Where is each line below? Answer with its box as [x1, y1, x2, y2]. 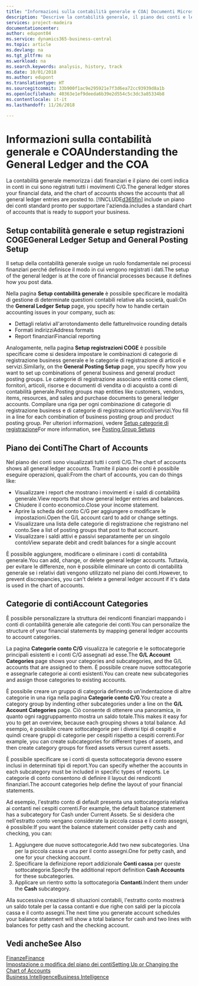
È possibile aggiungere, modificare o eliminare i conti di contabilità [6, 550, 167, 558]
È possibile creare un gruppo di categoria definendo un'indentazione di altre [6, 687, 192, 694]
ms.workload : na [6, 58, 46, 64]
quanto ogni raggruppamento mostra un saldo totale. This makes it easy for [6, 713, 187, 720]
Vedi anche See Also [6, 939, 81, 949]
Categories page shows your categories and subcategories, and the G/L [6, 657, 183, 664]
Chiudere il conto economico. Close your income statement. [14, 501, 159, 508]
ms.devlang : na [6, 47, 44, 53]
